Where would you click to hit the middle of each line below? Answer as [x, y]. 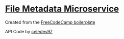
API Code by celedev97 [29, 31]
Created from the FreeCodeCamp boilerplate [50, 22]
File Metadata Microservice [62, 9]
